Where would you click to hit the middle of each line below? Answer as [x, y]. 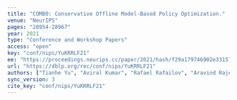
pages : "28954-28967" [39, 27]
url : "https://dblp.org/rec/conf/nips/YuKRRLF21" [82, 66]
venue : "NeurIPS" [33, 20]
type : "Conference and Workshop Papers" [68, 40]
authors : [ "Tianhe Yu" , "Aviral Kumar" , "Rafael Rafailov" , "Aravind [112, 73]
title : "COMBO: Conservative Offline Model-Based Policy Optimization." [116, 14]
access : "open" [30, 46]
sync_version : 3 [31, 79]
